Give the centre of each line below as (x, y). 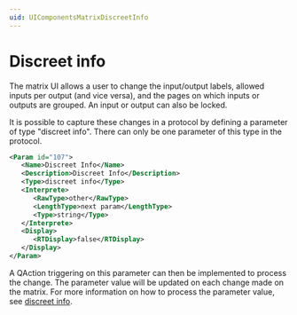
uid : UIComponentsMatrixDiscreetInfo (79, 17)
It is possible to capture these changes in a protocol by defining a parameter (148, 122)
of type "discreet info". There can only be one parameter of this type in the (145, 131)
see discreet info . (41, 301)
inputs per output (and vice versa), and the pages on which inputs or (134, 95)
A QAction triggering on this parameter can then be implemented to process (148, 272)
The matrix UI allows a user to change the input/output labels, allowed (137, 86)
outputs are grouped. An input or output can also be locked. (118, 105)
